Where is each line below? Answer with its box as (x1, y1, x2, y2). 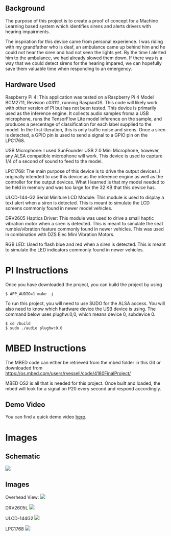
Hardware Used (5, 80, 56, 89)
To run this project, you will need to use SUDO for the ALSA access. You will (5, 300, 165, 306)
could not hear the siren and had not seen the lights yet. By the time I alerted (5, 49, 166, 55)
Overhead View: (5, 494, 39, 500)
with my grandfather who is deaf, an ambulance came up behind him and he (5, 43, 165, 50)
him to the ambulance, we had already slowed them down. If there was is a (5, 55, 162, 61)
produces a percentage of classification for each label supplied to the (5, 121, 152, 127)
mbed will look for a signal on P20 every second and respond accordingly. (5, 385, 162, 391)
